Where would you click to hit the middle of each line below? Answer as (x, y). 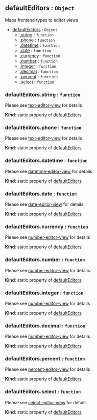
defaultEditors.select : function (43, 392)
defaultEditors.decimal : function (45, 325)
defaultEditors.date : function (41, 194)
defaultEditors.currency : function (47, 226)
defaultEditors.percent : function (45, 359)
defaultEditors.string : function (43, 95)
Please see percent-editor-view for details (48, 369)
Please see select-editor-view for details (46, 402)
